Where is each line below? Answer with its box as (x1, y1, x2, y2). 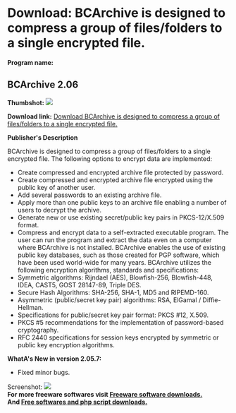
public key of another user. (17, 183, 96, 191)
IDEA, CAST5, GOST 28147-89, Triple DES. (17, 280, 142, 289)
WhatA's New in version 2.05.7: (7, 354, 102, 363)
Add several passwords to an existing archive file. (17, 191, 162, 199)
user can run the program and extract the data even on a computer (17, 235, 212, 244)
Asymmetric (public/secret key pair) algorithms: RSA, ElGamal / (17, 295, 201, 304)
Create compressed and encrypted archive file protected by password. (17, 168, 224, 176)
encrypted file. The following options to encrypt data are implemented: (7, 154, 213, 163)
